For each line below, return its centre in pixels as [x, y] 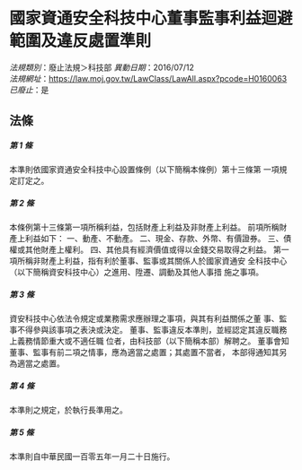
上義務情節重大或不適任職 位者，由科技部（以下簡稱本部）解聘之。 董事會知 [149, 341]
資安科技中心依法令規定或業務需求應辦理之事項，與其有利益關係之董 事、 [144, 318]
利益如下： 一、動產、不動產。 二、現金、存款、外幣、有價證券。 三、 [154, 239]
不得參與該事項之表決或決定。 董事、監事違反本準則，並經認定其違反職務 [152, 330]
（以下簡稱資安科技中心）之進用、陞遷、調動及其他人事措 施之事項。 [136, 272]
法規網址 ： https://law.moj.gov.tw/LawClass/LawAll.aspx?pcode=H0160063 [148, 78]
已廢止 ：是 [29, 90]
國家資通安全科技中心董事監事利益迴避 [151, 18]
